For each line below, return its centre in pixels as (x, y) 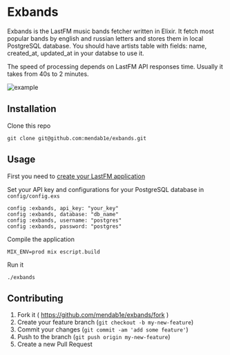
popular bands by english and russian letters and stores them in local (105, 38)
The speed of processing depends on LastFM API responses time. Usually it (115, 66)
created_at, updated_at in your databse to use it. (76, 53)
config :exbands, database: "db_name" (63, 214)
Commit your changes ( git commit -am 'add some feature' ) (103, 329)
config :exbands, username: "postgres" (65, 220)
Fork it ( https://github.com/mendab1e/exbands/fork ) (93, 315)
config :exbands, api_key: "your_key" (63, 208)
